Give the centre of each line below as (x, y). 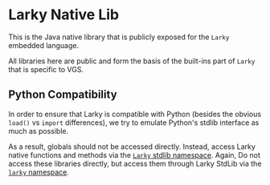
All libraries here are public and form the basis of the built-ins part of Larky (132, 61)
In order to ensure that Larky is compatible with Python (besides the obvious (135, 114)
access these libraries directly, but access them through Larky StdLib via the (135, 163)
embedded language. (44, 45)
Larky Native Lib (63, 15)
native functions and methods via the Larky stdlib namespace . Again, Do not (135, 155)
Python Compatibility (63, 95)
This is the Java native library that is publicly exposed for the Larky (119, 37)
